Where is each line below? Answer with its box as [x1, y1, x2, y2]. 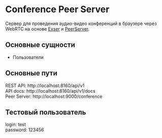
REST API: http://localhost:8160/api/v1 [5, 82, 85, 89]
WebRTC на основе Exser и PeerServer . [5, 25, 90, 32]
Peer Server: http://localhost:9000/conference [5, 93, 103, 99]
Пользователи [12, 54, 44, 60]
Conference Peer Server [5, 4, 110, 15]
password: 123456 [5, 127, 44, 133]
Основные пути [5, 69, 57, 77]
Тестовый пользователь [5, 108, 86, 117]
